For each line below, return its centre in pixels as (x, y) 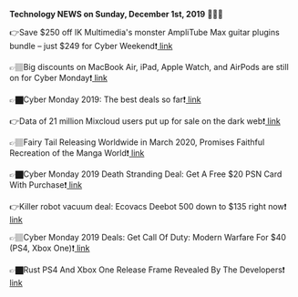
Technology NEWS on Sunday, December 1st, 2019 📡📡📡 (116, 14)
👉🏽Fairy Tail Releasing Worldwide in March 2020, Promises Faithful (137, 142)
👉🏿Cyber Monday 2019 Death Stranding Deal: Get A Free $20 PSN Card (146, 174)
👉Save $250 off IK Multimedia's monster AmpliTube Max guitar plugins (144, 32)
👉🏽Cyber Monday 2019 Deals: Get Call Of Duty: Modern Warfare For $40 (148, 237)
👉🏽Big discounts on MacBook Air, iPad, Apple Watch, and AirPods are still (149, 67)
